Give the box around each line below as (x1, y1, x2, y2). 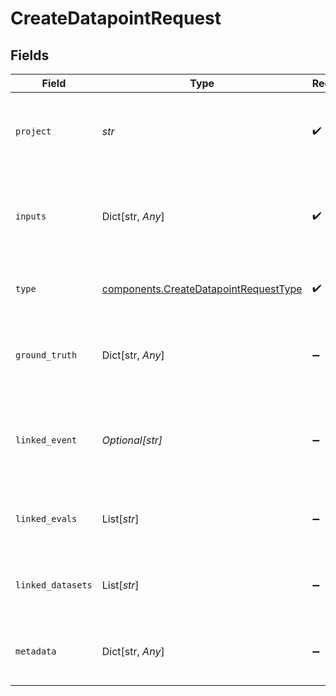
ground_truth (15, 350, 78, 361)
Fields (10, 47, 50, 64)
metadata (15, 646, 57, 657)
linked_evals (15, 513, 78, 524)
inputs (15, 211, 47, 222)
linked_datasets (15, 580, 93, 591)
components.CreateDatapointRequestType (101, 282, 303, 296)
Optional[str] (101, 433, 163, 447)
